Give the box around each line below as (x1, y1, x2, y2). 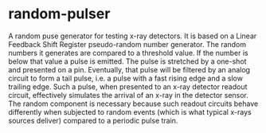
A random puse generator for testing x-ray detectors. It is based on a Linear (8, 31, 257, 41)
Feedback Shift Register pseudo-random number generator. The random (8, 39, 247, 49)
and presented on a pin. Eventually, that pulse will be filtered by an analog (8, 65, 251, 74)
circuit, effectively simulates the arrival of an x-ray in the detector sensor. (8, 90, 249, 100)
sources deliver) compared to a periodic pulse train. (8, 115, 178, 125)
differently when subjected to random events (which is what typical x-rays (8, 107, 252, 116)
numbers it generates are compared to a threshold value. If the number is (8, 48, 248, 57)
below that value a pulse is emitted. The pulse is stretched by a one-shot (8, 57, 247, 66)
